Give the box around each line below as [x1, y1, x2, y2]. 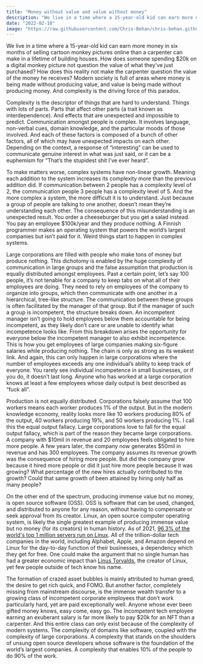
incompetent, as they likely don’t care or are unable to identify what [6, 322, 174, 329]
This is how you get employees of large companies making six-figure [6, 341, 178, 348]
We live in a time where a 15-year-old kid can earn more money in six [6, 42, 178, 50]
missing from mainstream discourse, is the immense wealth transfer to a [6, 588, 186, 596]
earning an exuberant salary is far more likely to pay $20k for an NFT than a [6, 614, 195, 621]
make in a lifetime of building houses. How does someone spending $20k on [6, 55, 197, 62]
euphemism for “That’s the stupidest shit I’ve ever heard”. [6, 157, 149, 164]
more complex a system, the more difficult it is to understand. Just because [6, 194, 195, 201]
